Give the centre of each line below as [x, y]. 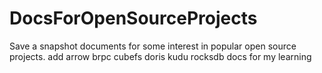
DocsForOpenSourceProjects [133, 18]
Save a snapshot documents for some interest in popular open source [153, 46]
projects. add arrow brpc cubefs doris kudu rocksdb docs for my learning [160, 56]
